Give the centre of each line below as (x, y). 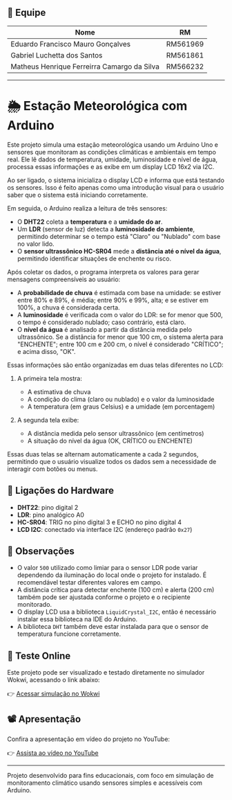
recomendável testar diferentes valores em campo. (90, 583)
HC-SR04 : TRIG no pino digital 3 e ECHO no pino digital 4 (99, 522)
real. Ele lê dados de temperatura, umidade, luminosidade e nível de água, (113, 159)
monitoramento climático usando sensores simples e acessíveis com (105, 783)
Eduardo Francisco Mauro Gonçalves (71, 44)
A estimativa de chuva (59, 391)
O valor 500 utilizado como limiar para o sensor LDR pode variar (107, 568)
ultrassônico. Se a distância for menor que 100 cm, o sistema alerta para (120, 337)
